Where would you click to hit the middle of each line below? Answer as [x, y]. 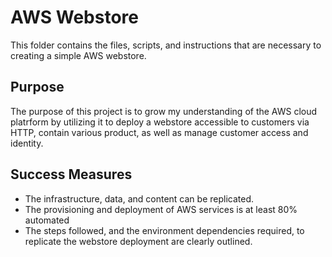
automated [47, 220]
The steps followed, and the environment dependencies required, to [164, 230]
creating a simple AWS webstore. [78, 55]
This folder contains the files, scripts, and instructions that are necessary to [166, 45]
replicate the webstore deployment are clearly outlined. [138, 241]
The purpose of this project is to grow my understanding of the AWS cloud [164, 111]
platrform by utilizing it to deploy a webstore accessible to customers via [160, 122]
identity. [27, 143]
